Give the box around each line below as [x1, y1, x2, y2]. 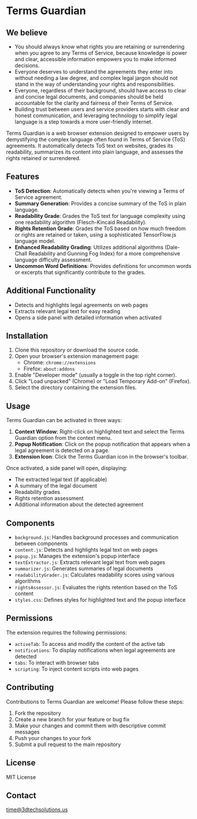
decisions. [14, 62, 40, 69]
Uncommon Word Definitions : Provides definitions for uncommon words [14, 262, 192, 269]
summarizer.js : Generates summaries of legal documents [14, 565, 153, 572]
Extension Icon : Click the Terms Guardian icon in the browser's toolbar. [14, 453, 188, 460]
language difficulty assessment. [14, 256, 92, 263]
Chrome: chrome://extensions [23, 359, 96, 366]
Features [6, 172, 39, 182]
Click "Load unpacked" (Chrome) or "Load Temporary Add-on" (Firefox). [14, 378, 191, 385]
